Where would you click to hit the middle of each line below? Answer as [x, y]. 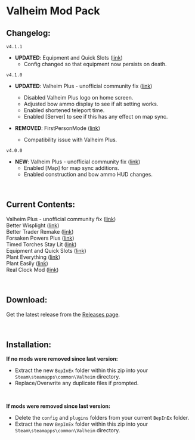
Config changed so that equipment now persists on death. [95, 64]
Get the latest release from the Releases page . [63, 314]
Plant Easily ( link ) [27, 263]
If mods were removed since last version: [58, 406]
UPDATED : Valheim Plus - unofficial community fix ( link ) [83, 86]
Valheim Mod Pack [53, 11]
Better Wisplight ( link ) [33, 225]
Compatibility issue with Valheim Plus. [70, 140]
